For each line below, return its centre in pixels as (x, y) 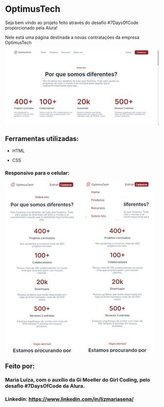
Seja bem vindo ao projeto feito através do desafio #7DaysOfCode (72, 23)
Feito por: (20, 366)
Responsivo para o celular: (37, 173)
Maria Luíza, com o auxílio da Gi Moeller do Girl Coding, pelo (78, 380)
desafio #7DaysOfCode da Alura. (45, 386)
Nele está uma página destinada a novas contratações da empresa (72, 37)
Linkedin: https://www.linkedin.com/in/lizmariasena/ (70, 399)
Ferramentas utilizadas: (42, 139)
